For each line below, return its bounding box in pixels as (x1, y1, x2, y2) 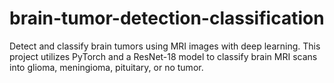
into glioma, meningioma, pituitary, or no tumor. (9, 61, 204, 73)
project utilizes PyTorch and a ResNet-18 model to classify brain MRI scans (9, 50, 318, 62)
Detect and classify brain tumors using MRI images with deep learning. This (9, 40, 321, 52)
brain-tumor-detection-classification (9, 7, 325, 30)
